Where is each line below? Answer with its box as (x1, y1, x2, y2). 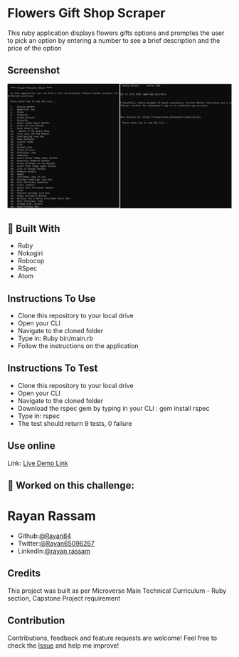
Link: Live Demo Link (7, 459, 69, 467)
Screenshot (7, 64, 60, 76)
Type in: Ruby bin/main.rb (17, 334, 94, 342)
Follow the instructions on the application (17, 341, 139, 350)
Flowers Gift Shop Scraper (7, 5, 166, 21)
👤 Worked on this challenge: (7, 479, 135, 492)
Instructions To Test (7, 362, 98, 375)
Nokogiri (17, 249, 43, 258)
